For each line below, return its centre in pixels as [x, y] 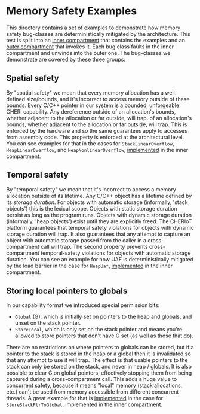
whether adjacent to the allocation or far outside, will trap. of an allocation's [99, 118]
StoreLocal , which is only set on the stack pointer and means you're [99, 330]
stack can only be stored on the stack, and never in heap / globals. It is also [99, 367]
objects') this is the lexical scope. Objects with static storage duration [92, 208]
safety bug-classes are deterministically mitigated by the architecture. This [98, 34]
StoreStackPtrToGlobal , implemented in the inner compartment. [84, 404]
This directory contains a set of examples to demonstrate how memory [93, 28]
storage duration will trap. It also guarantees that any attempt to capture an [98, 234]
